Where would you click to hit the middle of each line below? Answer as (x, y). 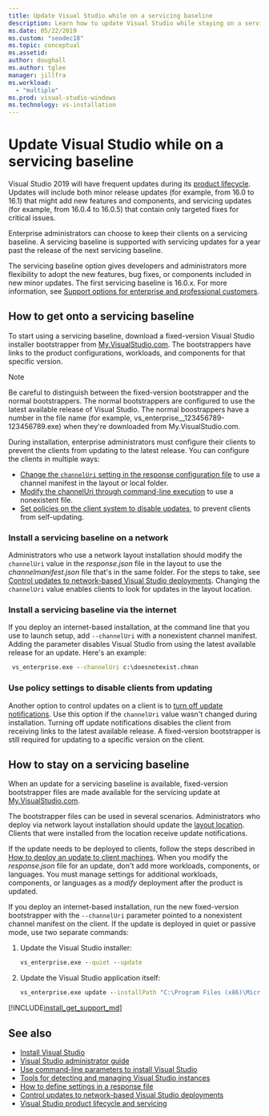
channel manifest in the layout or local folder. (94, 483)
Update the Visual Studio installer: (76, 948)
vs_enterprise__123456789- (179, 418)
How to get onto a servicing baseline (101, 317)
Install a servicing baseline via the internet (93, 610)
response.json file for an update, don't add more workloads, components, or (134, 866)
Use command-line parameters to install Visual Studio (108, 1070)
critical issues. (32, 218)
